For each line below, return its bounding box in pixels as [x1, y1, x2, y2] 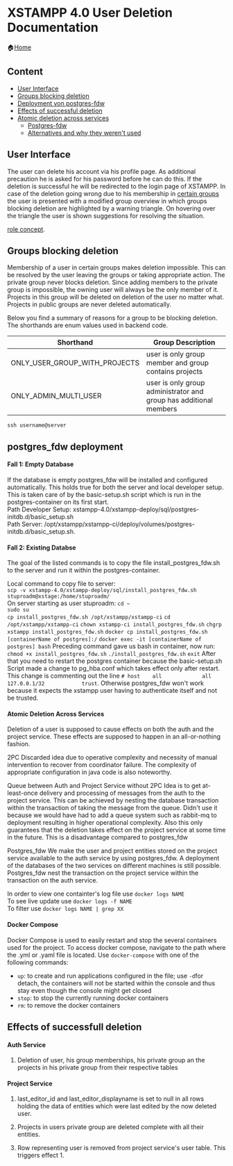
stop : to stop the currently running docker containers [17, 994, 169, 1002]
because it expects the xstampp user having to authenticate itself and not [7, 687, 217, 695]
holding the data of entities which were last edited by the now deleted [17, 1102, 217, 1110]
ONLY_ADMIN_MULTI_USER [10, 391, 102, 401]
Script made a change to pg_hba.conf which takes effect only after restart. [7, 664, 221, 673]
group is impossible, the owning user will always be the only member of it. [7, 286, 219, 294]
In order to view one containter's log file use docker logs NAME [7, 889, 185, 898]
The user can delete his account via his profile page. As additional [7, 167, 196, 175]
